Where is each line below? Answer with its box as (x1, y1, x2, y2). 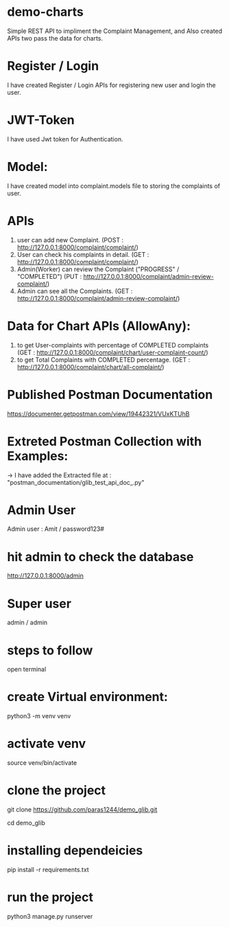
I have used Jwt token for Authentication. (7, 135, 123, 143)
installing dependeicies (7, 843, 143, 858)
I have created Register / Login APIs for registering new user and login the (7, 80, 216, 89)
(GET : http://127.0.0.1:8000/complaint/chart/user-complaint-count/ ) (16, 348, 208, 356)
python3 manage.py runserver (7, 912, 93, 920)
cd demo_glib (7, 819, 46, 827)
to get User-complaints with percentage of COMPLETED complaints (16, 341, 209, 349)
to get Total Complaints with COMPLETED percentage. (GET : (16, 355, 191, 364)
